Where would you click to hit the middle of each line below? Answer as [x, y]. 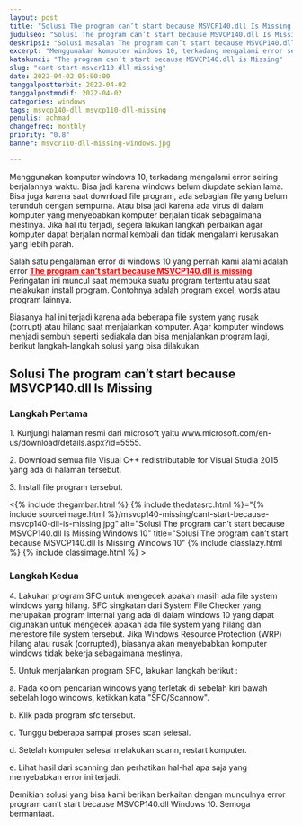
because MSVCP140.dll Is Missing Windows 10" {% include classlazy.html [146, 543]
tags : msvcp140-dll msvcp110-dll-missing [88, 110]
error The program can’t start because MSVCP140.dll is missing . [132, 270]
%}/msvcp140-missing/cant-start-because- [188, 514]
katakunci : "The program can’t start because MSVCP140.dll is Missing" [146, 59]
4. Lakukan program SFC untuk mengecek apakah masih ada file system [143, 595]
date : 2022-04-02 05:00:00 [60, 77]
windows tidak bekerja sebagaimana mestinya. [96, 653]
